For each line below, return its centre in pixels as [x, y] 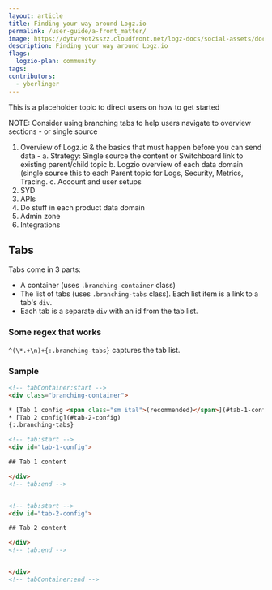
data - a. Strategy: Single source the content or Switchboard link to [132, 156]
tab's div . [36, 303]
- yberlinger [38, 84]
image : [19, 39]
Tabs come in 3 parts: [45, 269]
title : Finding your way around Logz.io [78, 24]
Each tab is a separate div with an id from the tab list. [109, 311]
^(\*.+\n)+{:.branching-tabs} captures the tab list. [94, 350]
